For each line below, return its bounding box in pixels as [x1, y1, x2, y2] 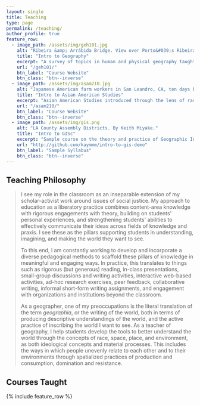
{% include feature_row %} [6, 393, 73, 400]
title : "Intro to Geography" [17, 53, 89, 59]
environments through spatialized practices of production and [20, 353, 173, 361]
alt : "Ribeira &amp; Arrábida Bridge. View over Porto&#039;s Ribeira [17, 48, 196, 54]
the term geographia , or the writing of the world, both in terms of [20, 309, 180, 316]
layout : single [6, 8, 44, 15]
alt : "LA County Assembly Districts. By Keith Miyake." [17, 125, 159, 131]
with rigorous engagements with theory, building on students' [20, 210, 172, 217]
